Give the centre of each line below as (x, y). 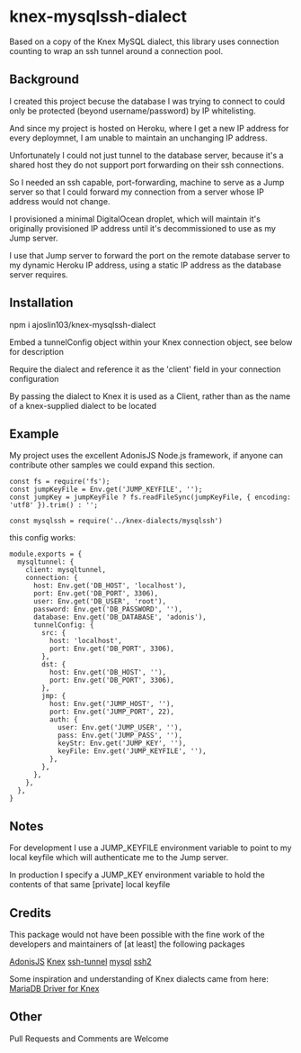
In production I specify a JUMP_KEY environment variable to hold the (137, 875)
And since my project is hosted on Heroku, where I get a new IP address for (149, 128)
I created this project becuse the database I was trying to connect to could (147, 101)
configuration (34, 378)
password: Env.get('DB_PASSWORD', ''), (107, 610)
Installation (41, 303)
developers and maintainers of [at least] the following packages (127, 944)
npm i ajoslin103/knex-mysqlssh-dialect (83, 324)
